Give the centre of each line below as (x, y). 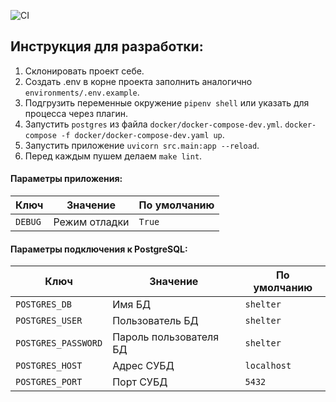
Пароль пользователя (166, 337)
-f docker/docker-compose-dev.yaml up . (143, 134)
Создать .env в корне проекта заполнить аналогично (138, 81)
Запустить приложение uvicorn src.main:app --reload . (142, 145)
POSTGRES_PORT (49, 382)
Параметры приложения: (66, 179)
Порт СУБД (140, 382)
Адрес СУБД (143, 366)
